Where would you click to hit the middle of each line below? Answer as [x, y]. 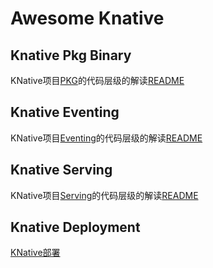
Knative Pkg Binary [71, 55]
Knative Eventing [65, 112]
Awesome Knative [87, 18]
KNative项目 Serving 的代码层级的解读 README [104, 195]
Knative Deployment [75, 227]
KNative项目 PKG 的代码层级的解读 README [97, 80]
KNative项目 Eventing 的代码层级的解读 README [106, 138]
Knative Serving [61, 170]
